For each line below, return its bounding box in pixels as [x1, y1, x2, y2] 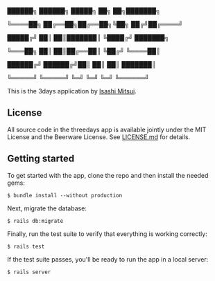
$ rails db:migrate [7, 217, 64, 224]
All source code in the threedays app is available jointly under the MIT [7, 125, 207, 134]
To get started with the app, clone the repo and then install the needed [7, 171, 209, 179]
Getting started [7, 153, 75, 165]
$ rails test [7, 243, 45, 250]
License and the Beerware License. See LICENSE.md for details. [7, 132, 191, 141]
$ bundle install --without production [7, 192, 123, 199]
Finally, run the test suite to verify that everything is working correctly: [7, 229, 208, 238]
